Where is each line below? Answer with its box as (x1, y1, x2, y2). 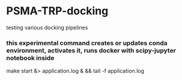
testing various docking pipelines (6, 24, 88, 31)
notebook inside (6, 54, 55, 62)
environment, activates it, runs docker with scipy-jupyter (6, 46, 176, 54)
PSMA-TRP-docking (6, 4, 109, 18)
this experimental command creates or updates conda (6, 39, 168, 47)
